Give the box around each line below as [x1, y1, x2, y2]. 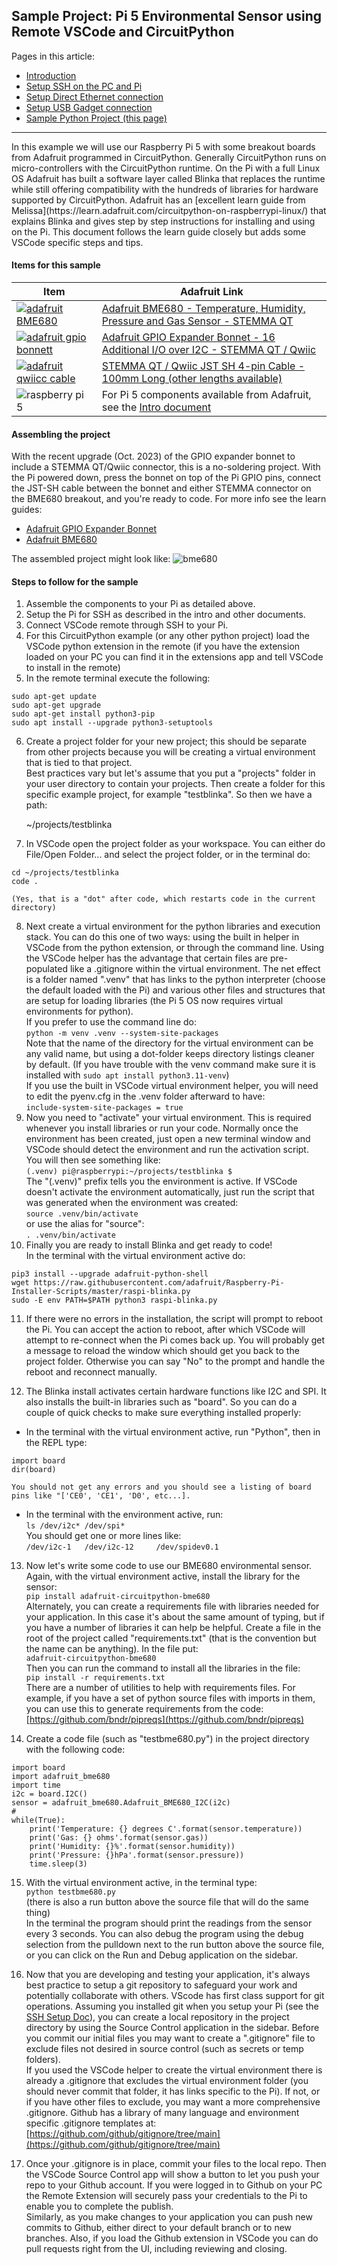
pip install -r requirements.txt [25, 1673, 166, 1683]
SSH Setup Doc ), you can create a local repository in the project [25, 2011, 290, 2023]
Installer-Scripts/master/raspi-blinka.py [11, 1287, 191, 1297]
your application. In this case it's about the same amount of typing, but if [25, 1611, 325, 1623]
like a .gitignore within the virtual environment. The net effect [69, 963, 321, 975]
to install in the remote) [25, 662, 121, 674]
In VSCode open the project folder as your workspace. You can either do [25, 838, 326, 850]
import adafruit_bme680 [11, 1772, 111, 1782]
